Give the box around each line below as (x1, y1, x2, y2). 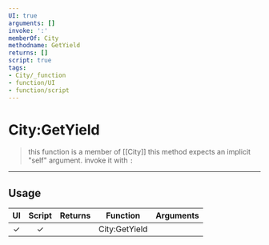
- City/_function (8, 71, 66, 79)
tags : (8, 64, 26, 72)
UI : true (8, 11, 38, 20)
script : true (8, 57, 52, 65)
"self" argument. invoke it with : (27, 155, 134, 165)
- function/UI (8, 78, 56, 86)
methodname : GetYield (8, 42, 81, 50)
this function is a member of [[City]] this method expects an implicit (27, 147, 251, 157)
